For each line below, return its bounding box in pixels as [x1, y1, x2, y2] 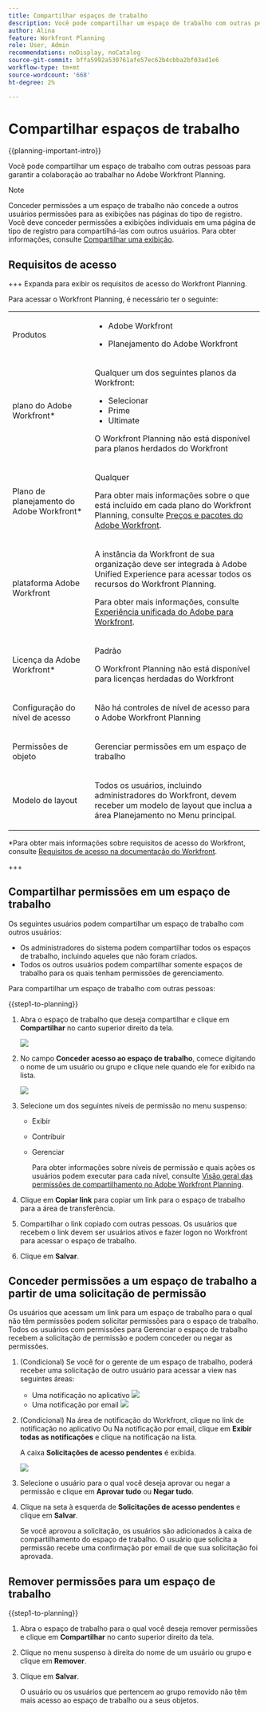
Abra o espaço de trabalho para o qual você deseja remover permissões [19, 1624, 258, 1633]
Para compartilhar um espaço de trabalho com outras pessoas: [8, 983, 215, 993]
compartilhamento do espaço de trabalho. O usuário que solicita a [19, 1534, 238, 1544]
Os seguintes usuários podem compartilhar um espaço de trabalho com [8, 919, 245, 928]
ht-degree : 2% [8, 78, 56, 86]
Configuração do [12, 702, 76, 713]
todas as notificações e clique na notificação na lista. [19, 1432, 198, 1442]
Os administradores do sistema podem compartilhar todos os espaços [19, 943, 251, 952]
